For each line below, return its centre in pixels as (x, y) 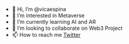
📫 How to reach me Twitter (46, 35)
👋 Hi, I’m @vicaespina (39, 9)
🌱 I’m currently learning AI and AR (54, 22)
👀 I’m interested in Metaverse (48, 15)
